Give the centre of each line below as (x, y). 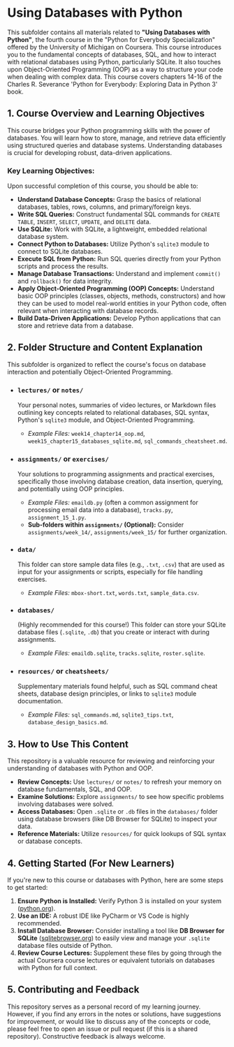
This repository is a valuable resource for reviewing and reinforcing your (111, 761)
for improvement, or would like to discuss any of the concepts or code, (109, 1021)
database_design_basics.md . (68, 722)
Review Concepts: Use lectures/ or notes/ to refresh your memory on (119, 782)
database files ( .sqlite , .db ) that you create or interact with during (113, 632)
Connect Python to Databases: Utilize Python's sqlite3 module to (113, 244)
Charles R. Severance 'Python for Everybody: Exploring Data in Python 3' (112, 84)
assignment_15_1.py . (57, 518)
